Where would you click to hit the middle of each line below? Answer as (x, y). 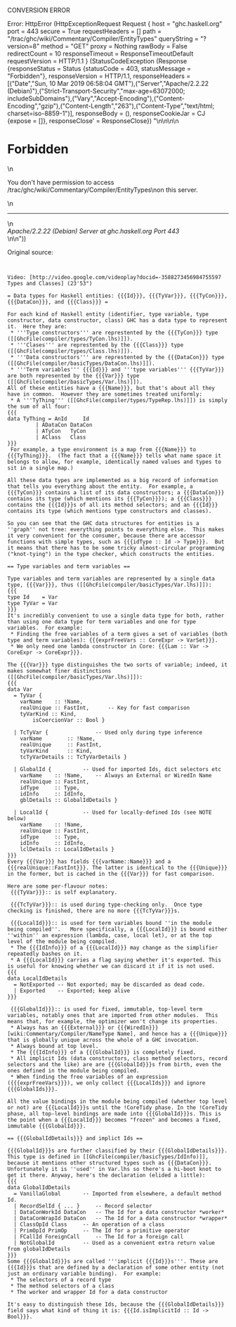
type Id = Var (33, 597)
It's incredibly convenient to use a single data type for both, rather (116, 615)
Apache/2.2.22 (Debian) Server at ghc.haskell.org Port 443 (93, 231)
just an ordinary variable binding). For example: (84, 1274)
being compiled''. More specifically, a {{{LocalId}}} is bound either (118, 929)
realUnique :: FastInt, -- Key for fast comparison (105, 708)
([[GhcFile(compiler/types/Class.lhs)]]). (70, 351)
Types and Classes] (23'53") (50, 283)
